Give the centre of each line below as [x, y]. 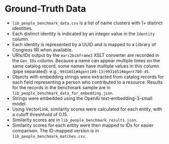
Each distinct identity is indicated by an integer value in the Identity [83, 33]
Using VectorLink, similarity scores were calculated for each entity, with [87, 109]
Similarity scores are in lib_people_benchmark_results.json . [75, 120]
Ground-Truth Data [45, 9]
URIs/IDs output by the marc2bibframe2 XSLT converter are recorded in [86, 55]
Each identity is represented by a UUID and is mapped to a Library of [84, 44]
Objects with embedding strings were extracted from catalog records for [88, 77]
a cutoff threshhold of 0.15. [40, 114]
